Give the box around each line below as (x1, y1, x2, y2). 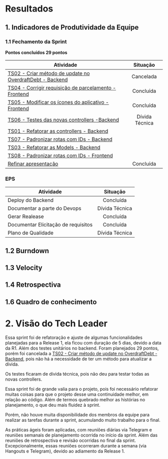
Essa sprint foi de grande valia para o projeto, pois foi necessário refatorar (5, 386, 158, 392)
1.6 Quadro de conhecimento (5, 297, 97, 306)
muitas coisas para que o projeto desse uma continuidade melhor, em (5, 391, 149, 397)
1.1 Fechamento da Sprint (5, 38, 67, 45)
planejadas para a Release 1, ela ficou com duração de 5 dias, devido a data (5, 339, 161, 346)
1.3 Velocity (5, 263, 42, 272)
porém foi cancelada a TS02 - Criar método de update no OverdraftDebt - (5, 350, 157, 357)
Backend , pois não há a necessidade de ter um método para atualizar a (5, 356, 152, 362)
